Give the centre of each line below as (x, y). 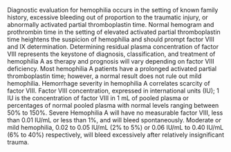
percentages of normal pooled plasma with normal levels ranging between (113, 105)
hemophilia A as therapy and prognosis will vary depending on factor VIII (111, 61)
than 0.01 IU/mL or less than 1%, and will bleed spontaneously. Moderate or (114, 120)
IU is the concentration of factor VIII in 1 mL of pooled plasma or (98, 98)
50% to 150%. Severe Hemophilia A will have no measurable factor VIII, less (115, 113)
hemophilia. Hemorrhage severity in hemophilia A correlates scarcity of (109, 83)
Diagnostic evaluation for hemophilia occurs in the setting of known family (113, 10)
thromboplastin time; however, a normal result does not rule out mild (104, 76)
